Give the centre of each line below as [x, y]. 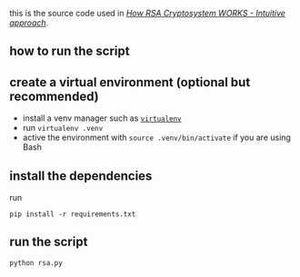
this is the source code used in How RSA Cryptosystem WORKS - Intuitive [148, 13]
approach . [29, 23]
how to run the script [70, 51]
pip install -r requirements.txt [73, 214]
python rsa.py [36, 262]
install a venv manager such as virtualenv [102, 118]
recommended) [54, 96]
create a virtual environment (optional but [130, 82]
